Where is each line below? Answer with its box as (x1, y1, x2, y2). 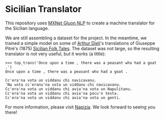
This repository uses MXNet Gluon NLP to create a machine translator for (5, 20, 155, 26)
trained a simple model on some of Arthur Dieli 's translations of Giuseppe (5, 40, 156, 46)
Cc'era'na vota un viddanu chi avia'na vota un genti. (5, 95, 121, 100)
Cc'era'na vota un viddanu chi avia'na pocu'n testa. (5, 91, 119, 96)
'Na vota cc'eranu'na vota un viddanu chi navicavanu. (5, 82, 121, 87)
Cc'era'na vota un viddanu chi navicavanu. (5, 78, 97, 83)
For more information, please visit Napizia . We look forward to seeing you (5, 104, 156, 110)
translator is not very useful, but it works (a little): (5, 51, 106, 57)
